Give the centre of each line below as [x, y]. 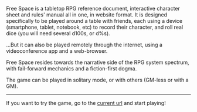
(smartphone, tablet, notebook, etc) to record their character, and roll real [95, 27]
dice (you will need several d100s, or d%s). [58, 33]
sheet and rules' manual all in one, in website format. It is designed [87, 15]
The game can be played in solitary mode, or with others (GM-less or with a [97, 80]
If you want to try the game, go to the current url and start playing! [86, 103]
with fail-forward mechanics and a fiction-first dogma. [72, 69]
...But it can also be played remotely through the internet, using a [84, 45]
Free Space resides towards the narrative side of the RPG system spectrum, [98, 62]
